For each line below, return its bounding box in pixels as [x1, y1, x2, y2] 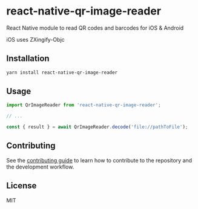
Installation [6, 53, 50, 64]
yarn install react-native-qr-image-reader [6, 69, 118, 76]
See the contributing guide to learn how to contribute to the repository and [6, 156, 193, 164]
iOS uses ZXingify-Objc [6, 36, 65, 43]
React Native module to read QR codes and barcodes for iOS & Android [6, 24, 184, 31]
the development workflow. [6, 163, 74, 170]
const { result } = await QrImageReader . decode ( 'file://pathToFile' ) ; [6, 124, 188, 130]
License [6, 181, 37, 191]
